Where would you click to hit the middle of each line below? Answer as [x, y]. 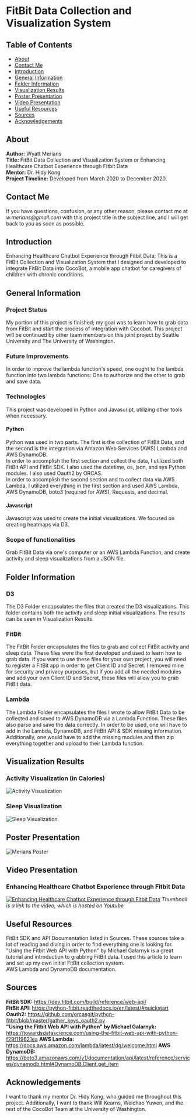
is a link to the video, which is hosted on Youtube [65, 905]
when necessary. [27, 416]
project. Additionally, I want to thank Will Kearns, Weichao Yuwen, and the [95, 1103]
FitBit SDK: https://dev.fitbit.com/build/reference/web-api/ [76, 1001]
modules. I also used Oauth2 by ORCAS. [55, 473]
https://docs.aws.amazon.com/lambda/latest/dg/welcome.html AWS [88, 1045]
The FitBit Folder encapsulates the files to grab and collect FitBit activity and [98, 647]
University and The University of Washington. [61, 341]
